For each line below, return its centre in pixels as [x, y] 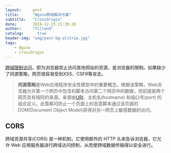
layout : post [24, 10]
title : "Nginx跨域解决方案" [38, 15]
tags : [11, 43]
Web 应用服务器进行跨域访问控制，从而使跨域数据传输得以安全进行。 [83, 145]
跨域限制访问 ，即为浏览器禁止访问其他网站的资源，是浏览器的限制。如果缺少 [85, 67]
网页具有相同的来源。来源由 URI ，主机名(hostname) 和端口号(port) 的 [90, 97]
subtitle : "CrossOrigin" [34, 19]
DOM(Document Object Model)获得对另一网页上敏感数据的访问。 [86, 110]
